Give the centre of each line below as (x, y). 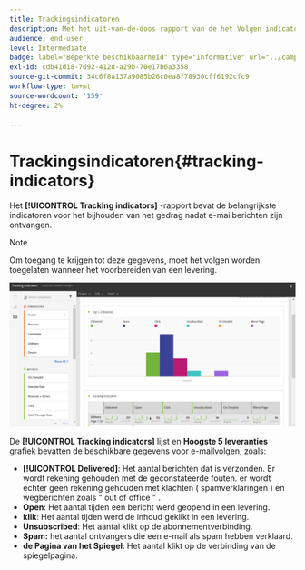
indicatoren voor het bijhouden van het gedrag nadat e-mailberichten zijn (146, 215)
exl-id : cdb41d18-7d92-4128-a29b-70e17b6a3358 (99, 67)
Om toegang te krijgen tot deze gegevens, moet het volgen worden (135, 260)
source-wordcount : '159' (56, 95)
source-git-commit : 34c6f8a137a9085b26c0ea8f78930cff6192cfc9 (129, 77)
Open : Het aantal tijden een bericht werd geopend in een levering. (146, 507)
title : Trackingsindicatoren (64, 19)
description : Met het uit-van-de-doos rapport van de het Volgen (135, 29)
